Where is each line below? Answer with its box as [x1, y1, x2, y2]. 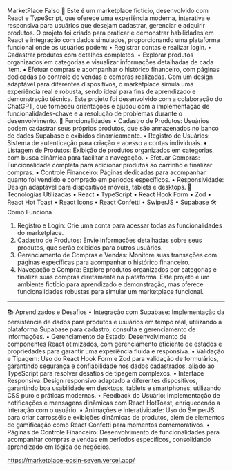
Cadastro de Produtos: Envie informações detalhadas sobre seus [17, 236, 202, 244]
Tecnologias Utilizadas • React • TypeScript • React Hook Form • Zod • [7, 190, 212, 198]
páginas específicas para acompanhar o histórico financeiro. [17, 258, 191, 266]
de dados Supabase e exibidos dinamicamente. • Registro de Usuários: [7, 131, 210, 140]
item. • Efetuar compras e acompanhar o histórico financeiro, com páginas [7, 66, 220, 73]
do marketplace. [17, 229, 64, 237]
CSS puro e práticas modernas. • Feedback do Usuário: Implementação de [7, 391, 220, 399]
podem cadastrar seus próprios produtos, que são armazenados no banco [7, 124, 219, 132]
